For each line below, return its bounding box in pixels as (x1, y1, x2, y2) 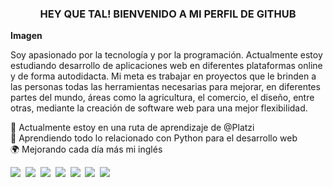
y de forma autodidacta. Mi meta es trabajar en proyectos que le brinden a (10, 70, 317, 82)
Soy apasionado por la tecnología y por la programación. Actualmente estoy (10, 49, 323, 61)
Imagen (10, 30, 43, 42)
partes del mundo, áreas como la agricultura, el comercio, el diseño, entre (10, 92, 315, 104)
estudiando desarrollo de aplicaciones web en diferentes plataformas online (10, 60, 323, 72)
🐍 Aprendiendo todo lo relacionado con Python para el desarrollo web (10, 132, 298, 144)
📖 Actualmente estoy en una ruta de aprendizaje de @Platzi (10, 122, 255, 134)
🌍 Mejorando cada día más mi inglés (10, 143, 163, 156)
